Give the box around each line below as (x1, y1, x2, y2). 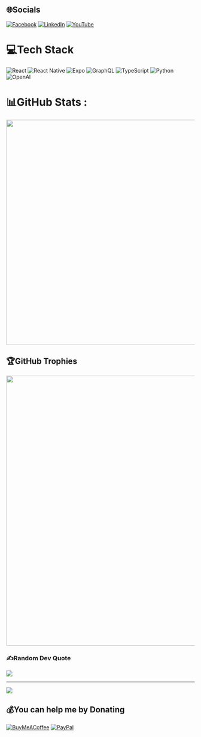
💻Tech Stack (6, 43, 74, 56)
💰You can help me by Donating (6, 705, 125, 715)
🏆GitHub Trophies (6, 356, 78, 367)
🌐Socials (6, 5, 41, 15)
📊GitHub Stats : (6, 95, 88, 109)
